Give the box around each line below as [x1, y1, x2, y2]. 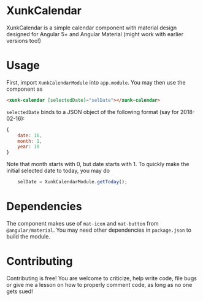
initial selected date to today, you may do [6, 167, 110, 175]
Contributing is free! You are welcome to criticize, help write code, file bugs [6, 274, 197, 282]
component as [6, 85, 43, 93]
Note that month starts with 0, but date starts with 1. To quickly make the [6, 161, 190, 168]
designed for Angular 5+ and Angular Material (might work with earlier [6, 30, 184, 37]
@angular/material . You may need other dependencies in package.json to [6, 226, 192, 234]
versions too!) [6, 37, 42, 44]
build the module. [6, 232, 51, 240]
